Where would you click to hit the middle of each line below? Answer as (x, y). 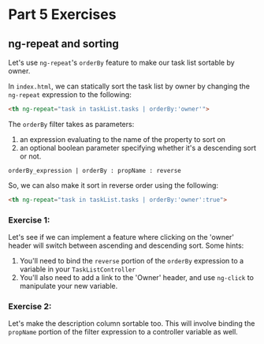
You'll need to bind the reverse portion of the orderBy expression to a (132, 261)
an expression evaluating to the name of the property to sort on (123, 139)
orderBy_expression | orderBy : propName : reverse (95, 170)
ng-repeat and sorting (64, 44)
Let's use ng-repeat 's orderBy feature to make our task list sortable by (121, 62)
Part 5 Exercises (62, 15)
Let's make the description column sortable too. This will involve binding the (132, 323)
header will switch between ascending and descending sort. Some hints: (126, 245)
